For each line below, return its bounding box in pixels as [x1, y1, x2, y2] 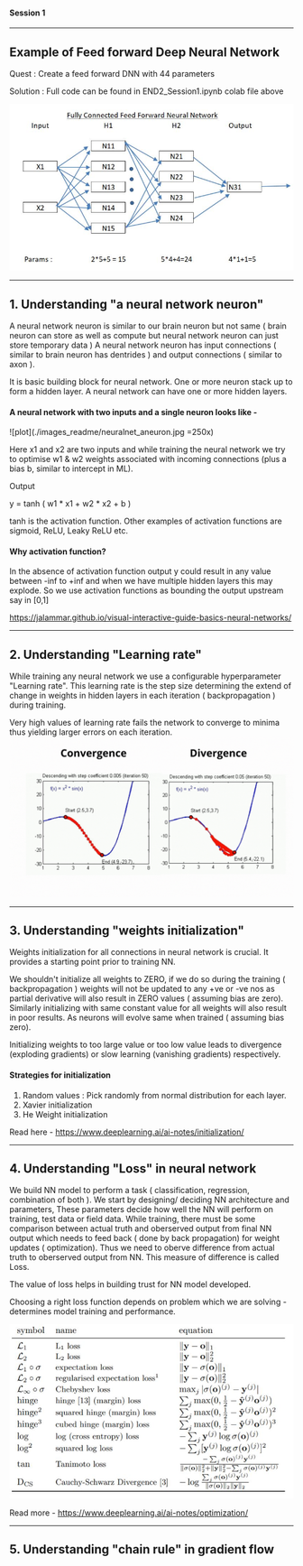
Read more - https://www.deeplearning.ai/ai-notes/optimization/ [9, 1507, 249, 1518]
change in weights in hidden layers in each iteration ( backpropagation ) [9, 690, 276, 701]
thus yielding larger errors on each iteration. [9, 727, 173, 737]
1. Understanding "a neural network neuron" [9, 296, 264, 311]
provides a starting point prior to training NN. [9, 957, 176, 968]
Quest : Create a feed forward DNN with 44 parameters [9, 69, 216, 79]
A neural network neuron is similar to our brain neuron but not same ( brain [9, 320, 287, 331]
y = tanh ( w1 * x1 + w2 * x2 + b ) [9, 498, 132, 509]
